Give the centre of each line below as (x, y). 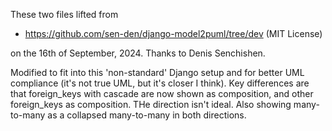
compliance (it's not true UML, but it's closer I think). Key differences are (160, 83)
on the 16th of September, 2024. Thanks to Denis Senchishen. (138, 53)
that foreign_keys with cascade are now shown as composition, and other (162, 93)
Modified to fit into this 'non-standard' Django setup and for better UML (157, 72)
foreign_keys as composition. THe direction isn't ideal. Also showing (151, 104)
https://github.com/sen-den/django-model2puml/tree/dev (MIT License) (173, 33)
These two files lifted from (64, 14)
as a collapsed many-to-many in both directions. (147, 115)
